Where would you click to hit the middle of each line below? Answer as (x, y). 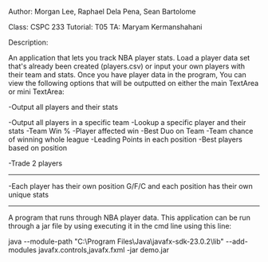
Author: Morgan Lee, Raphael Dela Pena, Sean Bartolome (102, 12)
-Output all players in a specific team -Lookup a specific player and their (127, 122)
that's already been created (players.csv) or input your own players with (127, 66)
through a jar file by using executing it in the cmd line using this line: (120, 226)
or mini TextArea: (37, 92)
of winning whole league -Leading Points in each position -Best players (126, 139)
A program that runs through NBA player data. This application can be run (130, 217)
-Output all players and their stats (63, 107)
